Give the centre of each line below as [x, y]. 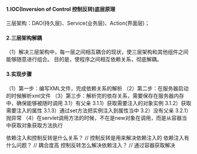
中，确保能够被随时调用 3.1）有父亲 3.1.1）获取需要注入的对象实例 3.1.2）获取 [99, 103]
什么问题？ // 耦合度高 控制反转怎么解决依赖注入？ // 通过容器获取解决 [91, 145]
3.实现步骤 [19, 74]
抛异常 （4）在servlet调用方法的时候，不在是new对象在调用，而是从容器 [94, 117]
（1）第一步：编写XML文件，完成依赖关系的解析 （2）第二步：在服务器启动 [98, 88]
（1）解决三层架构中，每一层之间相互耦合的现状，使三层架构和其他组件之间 [97, 52]
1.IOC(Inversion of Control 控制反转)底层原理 [61, 9]
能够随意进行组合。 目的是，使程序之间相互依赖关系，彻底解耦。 [84, 60]
